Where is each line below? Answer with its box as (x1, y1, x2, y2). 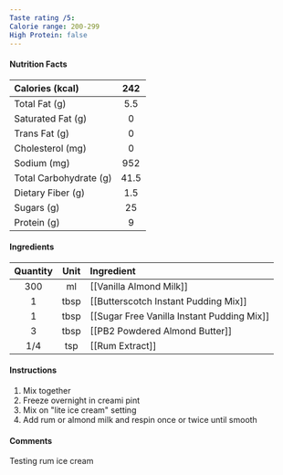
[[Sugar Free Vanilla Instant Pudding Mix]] (89, 310, 270, 322)
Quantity (14, 264, 53, 277)
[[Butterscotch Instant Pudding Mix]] (89, 294, 247, 307)
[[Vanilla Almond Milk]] (89, 280, 189, 292)
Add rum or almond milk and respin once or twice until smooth (22, 414, 257, 425)
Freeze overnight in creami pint (22, 395, 141, 406)
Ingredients (9, 241, 55, 252)
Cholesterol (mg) (14, 142, 87, 154)
